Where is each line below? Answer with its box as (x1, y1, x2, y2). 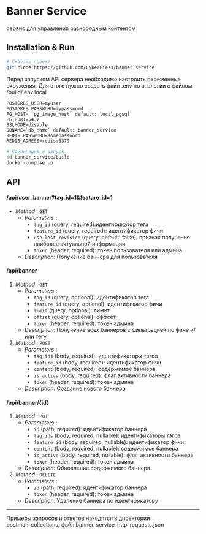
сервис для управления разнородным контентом (6, 24, 136, 32)
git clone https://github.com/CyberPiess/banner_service (6, 64, 155, 70)
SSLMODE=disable (6, 121, 48, 128)
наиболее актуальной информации (33, 240, 126, 247)
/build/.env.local (6, 88, 47, 96)
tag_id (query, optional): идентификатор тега (33, 293, 149, 301)
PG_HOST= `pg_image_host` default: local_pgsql (6, 111, 131, 117)
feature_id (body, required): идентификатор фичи (33, 358, 162, 366)
